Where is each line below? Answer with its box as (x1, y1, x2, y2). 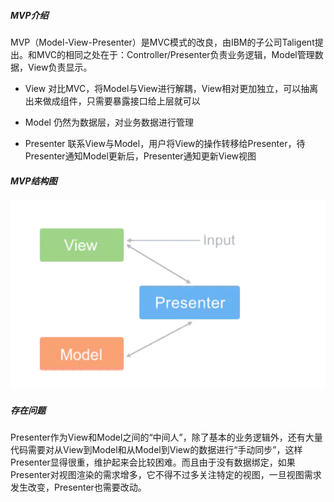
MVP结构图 (10, 175, 58, 187)
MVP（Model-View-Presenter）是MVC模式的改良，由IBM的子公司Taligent (10, 36, 315, 48)
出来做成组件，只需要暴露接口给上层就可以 (24, 95, 201, 107)
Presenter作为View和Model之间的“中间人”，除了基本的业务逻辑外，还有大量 (10, 431, 323, 443)
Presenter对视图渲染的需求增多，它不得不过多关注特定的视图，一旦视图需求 (10, 468, 322, 480)
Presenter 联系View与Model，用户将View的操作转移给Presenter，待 (24, 137, 306, 149)
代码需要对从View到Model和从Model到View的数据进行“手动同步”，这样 (10, 443, 303, 455)
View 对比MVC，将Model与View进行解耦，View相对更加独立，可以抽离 (24, 82, 319, 94)
